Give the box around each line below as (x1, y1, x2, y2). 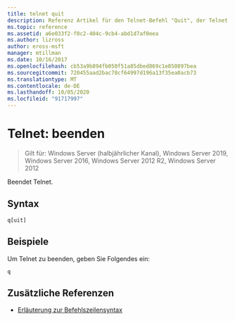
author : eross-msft (7, 43, 65, 50)
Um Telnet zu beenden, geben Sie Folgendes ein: (7, 254, 150, 263)
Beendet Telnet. (7, 177, 53, 186)
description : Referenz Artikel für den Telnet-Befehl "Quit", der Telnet (7, 17, 229, 24)
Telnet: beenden (7, 126, 106, 141)
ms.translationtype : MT (7, 75, 77, 83)
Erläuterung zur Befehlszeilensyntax (17, 306, 123, 314)
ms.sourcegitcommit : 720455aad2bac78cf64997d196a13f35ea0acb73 (7, 69, 197, 76)
